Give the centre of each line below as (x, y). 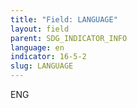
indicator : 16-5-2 (48, 57)
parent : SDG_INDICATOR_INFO (69, 38)
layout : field (40, 29)
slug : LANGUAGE (42, 66)
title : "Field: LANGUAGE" (64, 19)
